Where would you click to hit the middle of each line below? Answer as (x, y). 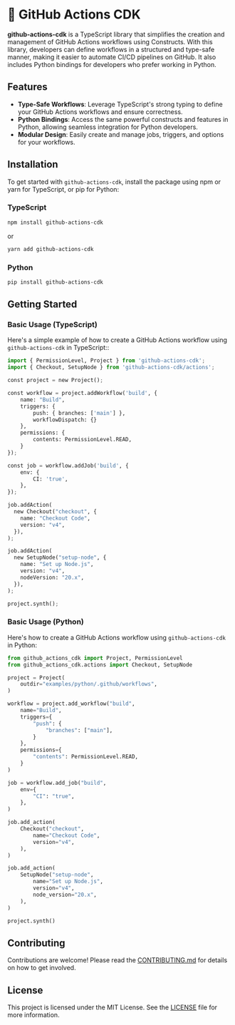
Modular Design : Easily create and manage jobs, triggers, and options (121, 134)
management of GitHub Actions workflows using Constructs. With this (110, 41)
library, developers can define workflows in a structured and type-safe (111, 49)
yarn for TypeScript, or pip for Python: (63, 189)
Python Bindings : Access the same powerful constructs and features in (123, 119)
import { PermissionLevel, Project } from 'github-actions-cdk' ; (106, 361)
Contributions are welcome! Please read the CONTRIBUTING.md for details (117, 960)
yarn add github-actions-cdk (51, 249)
